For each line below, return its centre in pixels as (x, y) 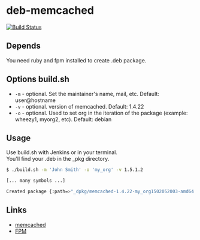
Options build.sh (38, 79)
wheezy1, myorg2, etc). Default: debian (63, 119)
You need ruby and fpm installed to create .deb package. (76, 60)
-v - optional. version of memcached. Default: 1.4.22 (79, 106)
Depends (23, 46)
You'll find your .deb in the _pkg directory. (58, 159)
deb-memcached (50, 10)
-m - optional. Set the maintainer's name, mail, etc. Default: (87, 94)
